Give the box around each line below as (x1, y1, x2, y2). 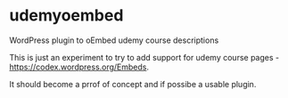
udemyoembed (9, 5, 124, 26)
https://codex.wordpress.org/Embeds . (9, 61, 150, 72)
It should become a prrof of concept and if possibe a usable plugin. (9, 78, 257, 89)
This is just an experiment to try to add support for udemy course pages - (9, 52, 279, 62)
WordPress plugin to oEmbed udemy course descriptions (9, 35, 219, 45)
